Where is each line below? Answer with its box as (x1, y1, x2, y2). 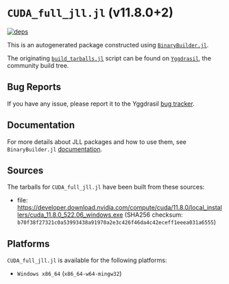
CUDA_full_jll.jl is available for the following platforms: (7, 256, 167, 265)
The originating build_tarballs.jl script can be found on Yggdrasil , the (7, 54, 211, 62)
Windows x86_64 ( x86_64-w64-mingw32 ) (16, 270, 122, 278)
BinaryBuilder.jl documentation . (7, 145, 103, 153)
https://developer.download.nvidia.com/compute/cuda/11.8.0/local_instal (16, 204, 223, 212)
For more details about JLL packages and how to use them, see (7, 137, 187, 145)
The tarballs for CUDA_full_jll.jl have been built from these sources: (7, 183, 205, 191)
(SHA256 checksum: (124, 211, 183, 219)
